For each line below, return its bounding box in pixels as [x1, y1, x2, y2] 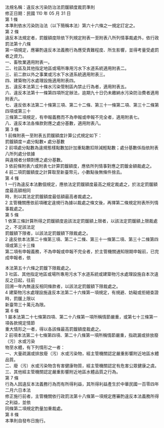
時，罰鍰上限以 [5, 296, 35, 301]
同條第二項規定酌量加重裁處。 [5, 406, 65, 411]
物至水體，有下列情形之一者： [5, 344, 65, 350]
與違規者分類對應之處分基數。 [5, 157, 65, 163]
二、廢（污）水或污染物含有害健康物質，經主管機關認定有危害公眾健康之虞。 [5, 363, 159, 368]
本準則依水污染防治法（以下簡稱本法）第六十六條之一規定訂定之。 [5, 22, 138, 28]
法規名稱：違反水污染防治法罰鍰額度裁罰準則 [5, 4, 95, 10]
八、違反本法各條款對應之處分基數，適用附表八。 [5, 120, 103, 126]
